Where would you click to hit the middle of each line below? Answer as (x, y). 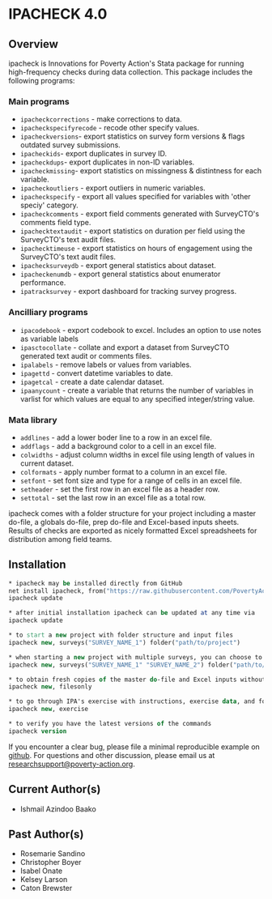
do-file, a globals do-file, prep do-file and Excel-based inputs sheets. (124, 522)
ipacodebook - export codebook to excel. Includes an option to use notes (140, 330)
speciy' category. (49, 205)
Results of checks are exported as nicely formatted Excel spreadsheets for (133, 530)
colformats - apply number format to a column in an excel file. (123, 471)
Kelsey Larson (44, 880)
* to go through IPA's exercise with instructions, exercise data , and (132, 701)
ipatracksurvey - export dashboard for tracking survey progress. (128, 292)
